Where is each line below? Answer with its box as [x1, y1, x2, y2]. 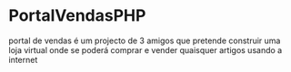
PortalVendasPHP [8, 5, 146, 26]
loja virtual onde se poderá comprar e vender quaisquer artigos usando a [8, 44, 283, 55]
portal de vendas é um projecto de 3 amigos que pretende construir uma [8, 35, 281, 46]
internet [8, 54, 38, 65]
